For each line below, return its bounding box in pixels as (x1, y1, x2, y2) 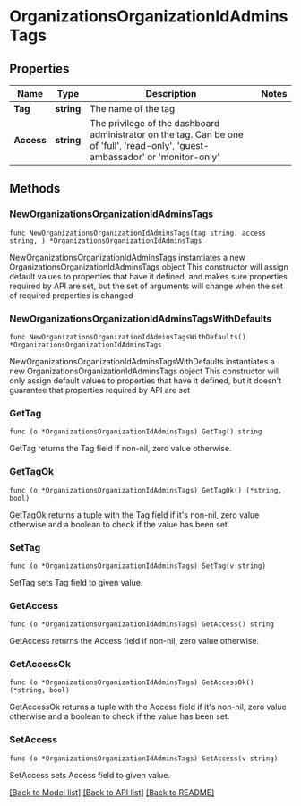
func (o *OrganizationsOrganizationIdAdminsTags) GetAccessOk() (9, 678, 254, 687)
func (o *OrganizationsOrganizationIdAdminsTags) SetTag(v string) (9, 562, 267, 570)
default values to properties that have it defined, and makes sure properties (9, 270, 288, 281)
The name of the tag (89, 103, 176, 115)
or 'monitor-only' (146, 150, 220, 163)
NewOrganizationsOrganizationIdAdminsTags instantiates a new (9, 252, 246, 262)
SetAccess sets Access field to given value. (9, 769, 170, 780)
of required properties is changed (9, 289, 133, 301)
